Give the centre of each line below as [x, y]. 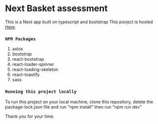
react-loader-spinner [33, 64]
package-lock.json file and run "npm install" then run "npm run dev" [74, 107]
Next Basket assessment [57, 8]
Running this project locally [41, 92]
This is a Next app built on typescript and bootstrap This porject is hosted [79, 22]
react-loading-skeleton [35, 70]
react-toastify [26, 75]
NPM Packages [20, 39]
